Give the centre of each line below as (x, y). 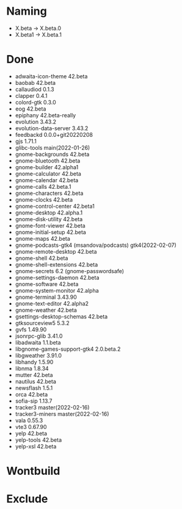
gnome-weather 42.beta (46, 310)
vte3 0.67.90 (31, 427)
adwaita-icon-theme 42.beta (51, 76)
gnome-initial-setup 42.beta (51, 232)
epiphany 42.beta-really (45, 115)
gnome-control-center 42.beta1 (55, 206)
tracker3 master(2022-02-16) (52, 407)
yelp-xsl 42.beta (36, 446)
